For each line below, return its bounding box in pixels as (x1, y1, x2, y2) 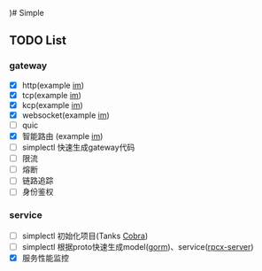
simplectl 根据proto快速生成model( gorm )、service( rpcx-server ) (21, 241, 254, 252)
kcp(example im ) (21, 99, 84, 110)
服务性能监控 (21, 252, 69, 263)
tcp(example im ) (21, 89, 82, 100)
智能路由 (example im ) (21, 131, 104, 141)
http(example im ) (21, 80, 85, 90)
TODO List (9, 33, 66, 48)
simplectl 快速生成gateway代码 (21, 142, 135, 153)
